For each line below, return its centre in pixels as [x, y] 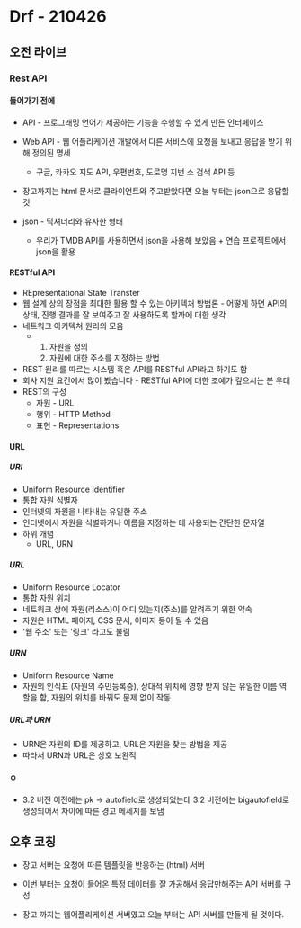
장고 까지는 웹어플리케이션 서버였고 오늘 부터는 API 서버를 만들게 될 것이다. [153, 915]
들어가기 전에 [32, 101]
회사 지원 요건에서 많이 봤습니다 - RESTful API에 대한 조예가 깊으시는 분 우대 [156, 380]
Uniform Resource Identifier [74, 490]
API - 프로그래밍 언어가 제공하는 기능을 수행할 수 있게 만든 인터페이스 [143, 122]
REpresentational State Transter [81, 292]
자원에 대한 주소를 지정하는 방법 [104, 358]
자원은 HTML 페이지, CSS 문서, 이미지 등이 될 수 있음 [115, 620]
